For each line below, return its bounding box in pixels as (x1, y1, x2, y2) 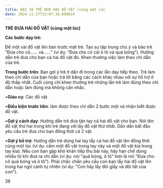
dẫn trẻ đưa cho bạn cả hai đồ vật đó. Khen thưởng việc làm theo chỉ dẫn (5, 54, 151, 60)
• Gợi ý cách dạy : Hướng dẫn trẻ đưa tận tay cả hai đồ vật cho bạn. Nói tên (5, 118, 154, 124)
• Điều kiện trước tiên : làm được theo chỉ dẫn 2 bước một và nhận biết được (5, 103, 156, 109)
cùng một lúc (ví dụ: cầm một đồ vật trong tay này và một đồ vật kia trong (5, 143, 152, 149)
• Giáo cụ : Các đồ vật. (5, 94, 49, 100)
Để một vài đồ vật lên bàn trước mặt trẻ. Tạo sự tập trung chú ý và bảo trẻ (5, 44, 152, 50)
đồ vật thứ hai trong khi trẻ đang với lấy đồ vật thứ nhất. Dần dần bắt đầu (5, 123, 151, 129)
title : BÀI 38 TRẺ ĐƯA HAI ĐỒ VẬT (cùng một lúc (5, 7, 106, 12)
